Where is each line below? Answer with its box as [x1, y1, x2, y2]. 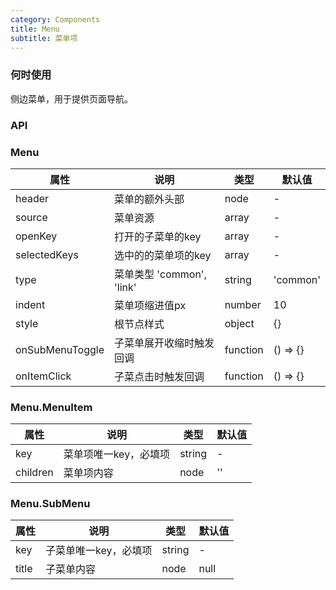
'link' [113, 280, 137, 294]
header [15, 191, 50, 205]
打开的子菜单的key [113, 229, 202, 243]
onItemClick [15, 369, 72, 383]
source [15, 210, 48, 224]
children [15, 466, 54, 480]
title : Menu [10, 24, 60, 34]
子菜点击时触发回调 [113, 369, 205, 383]
